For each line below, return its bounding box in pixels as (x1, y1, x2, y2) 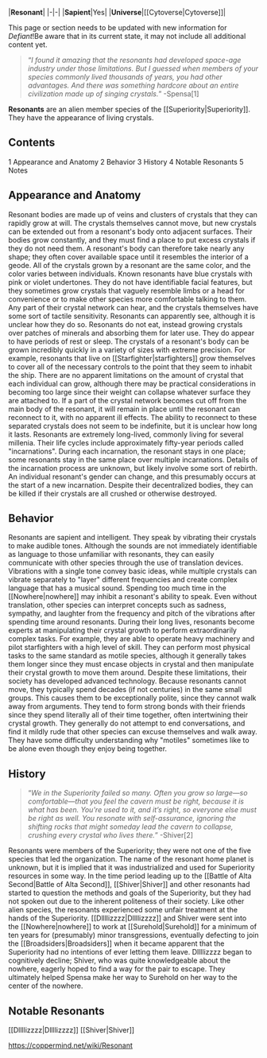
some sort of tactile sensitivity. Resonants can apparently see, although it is (8, 311, 256, 321)
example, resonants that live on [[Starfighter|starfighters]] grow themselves (8, 353, 256, 363)
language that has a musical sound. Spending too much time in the (8, 583, 226, 593)
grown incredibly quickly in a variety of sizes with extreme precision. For (8, 344, 246, 354)
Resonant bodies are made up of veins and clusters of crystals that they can (8, 209, 258, 219)
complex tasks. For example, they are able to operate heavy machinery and (8, 634, 255, 644)
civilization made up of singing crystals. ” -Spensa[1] (27, 89, 199, 99)
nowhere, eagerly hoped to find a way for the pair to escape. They (8, 964, 226, 974)
